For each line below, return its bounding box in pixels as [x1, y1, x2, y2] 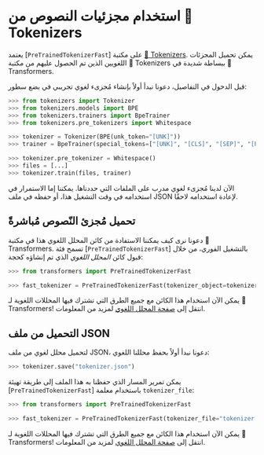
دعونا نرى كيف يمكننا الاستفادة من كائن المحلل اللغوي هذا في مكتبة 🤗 [8, 235, 210, 244]
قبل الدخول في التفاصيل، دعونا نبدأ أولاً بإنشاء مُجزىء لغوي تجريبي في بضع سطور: [8, 82, 247, 91]
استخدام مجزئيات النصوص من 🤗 [8, 7, 193, 25]
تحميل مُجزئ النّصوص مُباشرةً [8, 215, 136, 228]
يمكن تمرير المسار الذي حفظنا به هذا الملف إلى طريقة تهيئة [8, 377, 181, 387]
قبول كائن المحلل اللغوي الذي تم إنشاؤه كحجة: [8, 251, 144, 262]
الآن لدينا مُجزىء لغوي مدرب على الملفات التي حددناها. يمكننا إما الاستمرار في [8, 183, 235, 193]
